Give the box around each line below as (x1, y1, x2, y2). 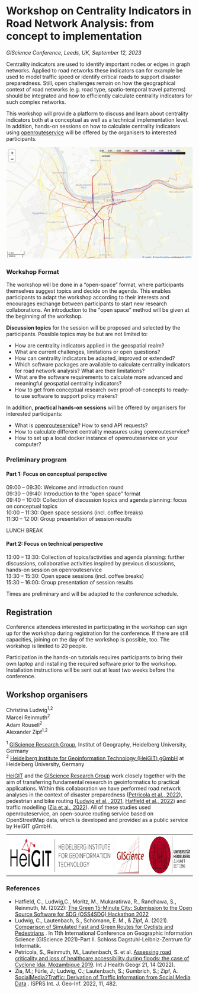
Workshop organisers (6, 690, 88, 700)
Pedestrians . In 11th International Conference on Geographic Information (14, 929, 192, 937)
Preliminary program (6, 456, 67, 464)
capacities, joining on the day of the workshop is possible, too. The (6, 635, 170, 643)
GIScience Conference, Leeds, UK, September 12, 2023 (6, 49, 142, 56)
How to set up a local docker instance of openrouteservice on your (14, 435, 178, 442)
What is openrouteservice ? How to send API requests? (14, 422, 148, 429)
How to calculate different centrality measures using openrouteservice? (14, 428, 190, 435)
